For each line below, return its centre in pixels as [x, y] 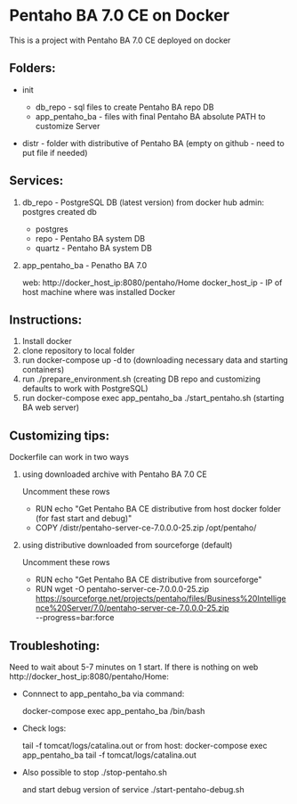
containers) [43, 370]
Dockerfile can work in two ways [69, 457]
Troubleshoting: [55, 646]
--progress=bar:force [75, 618]
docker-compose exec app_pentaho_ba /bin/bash [113, 711]
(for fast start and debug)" [84, 519]
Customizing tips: [60, 435]
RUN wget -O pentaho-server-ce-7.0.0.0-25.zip [122, 589]
